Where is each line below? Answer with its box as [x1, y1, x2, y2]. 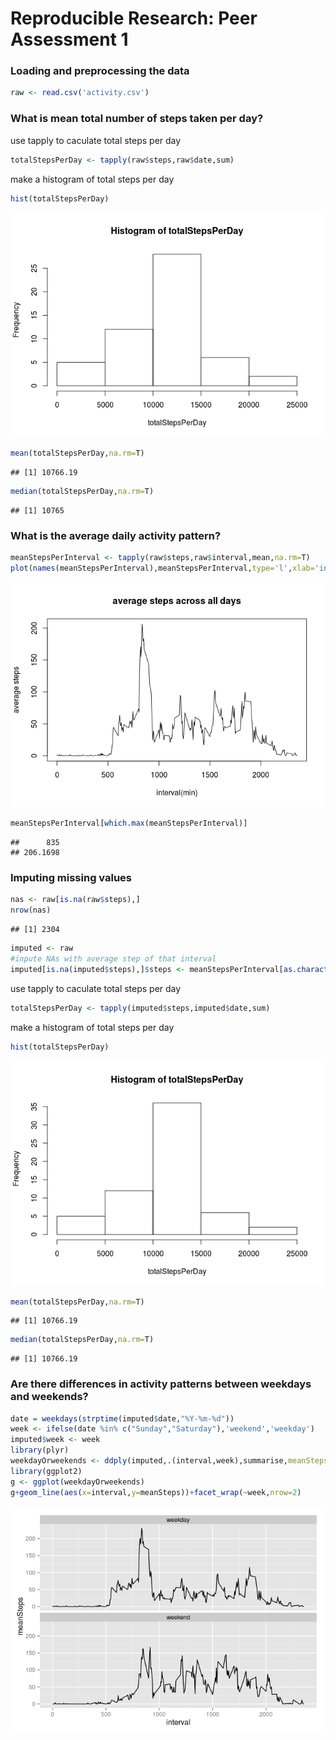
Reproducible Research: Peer [10, 7, 258, 30]
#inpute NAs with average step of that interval [10, 954, 217, 964]
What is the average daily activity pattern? [10, 529, 222, 543]
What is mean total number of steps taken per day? [10, 112, 264, 126]
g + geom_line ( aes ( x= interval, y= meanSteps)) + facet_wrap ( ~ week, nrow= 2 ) [10, 1487, 302, 1497]
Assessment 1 [10, 28, 129, 51]
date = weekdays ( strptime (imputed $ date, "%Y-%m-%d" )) [10, 1413, 235, 1424]
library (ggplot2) [10, 1466, 83, 1476]
